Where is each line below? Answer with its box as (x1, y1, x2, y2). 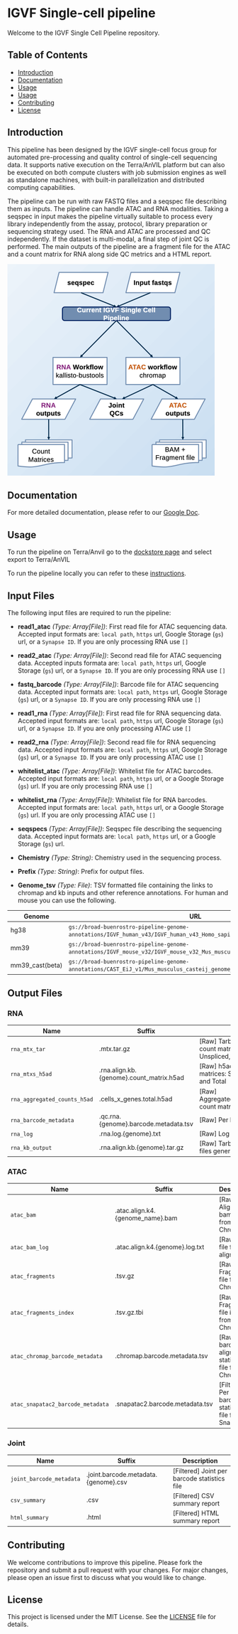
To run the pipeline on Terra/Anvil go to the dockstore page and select (7, 548, 212, 556)
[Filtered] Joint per (172, 1466, 228, 1475)
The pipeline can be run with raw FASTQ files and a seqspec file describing (7, 197, 227, 205)
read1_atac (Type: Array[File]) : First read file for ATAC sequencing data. (17, 622, 228, 631)
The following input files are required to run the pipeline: (7, 609, 171, 616)
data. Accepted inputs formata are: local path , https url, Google (17, 659, 207, 667)
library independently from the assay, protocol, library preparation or (7, 219, 208, 228)
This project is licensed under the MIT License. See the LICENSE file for (7, 1613, 217, 1621)
